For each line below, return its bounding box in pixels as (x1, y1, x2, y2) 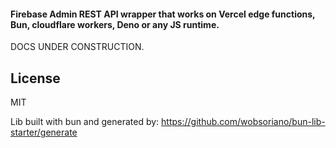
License (10, 70, 61, 87)
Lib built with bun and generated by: (10, 116, 160, 128)
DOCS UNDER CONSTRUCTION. (10, 41, 145, 53)
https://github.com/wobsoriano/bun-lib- (161, 116, 326, 128)
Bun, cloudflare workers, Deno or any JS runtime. (10, 18, 220, 30)
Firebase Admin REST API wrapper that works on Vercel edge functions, (10, 8, 316, 20)
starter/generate (10, 126, 78, 139)
